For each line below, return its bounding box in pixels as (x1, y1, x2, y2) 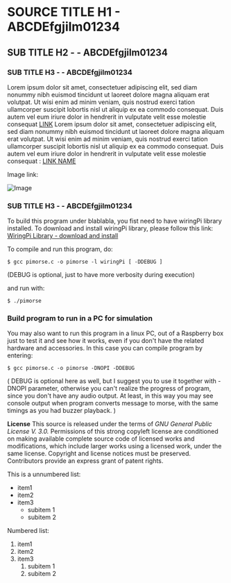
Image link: (7, 170, 39, 178)
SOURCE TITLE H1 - (7, 4, 121, 20)
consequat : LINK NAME (7, 157, 76, 165)
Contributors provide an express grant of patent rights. (7, 457, 164, 465)
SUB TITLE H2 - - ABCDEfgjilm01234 (7, 47, 168, 58)
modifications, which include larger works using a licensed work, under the (7, 442, 222, 450)
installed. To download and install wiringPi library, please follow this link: (7, 224, 214, 233)
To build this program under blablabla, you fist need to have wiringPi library (7, 217, 222, 226)
